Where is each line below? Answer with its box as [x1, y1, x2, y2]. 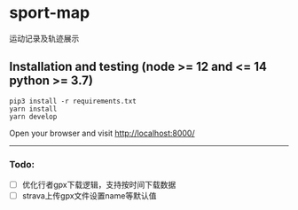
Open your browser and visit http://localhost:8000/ [9, 128, 195, 138]
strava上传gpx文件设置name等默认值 [21, 191, 157, 201]
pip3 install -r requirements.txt [9, 97, 137, 105]
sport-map [9, 3, 90, 23]
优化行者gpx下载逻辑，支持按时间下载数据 [21, 180, 176, 191]
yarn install [9, 105, 58, 113]
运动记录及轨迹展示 [9, 33, 80, 43]
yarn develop [9, 112, 58, 121]
